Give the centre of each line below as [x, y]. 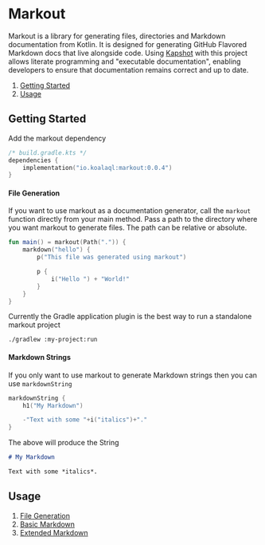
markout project [35, 325]
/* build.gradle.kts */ [48, 152]
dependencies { [33, 160]
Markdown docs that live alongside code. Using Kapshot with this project [128, 53]
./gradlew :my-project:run [53, 340]
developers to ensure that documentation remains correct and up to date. [129, 69]
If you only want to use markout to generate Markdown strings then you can [132, 375]
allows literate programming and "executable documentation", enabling [125, 61]
